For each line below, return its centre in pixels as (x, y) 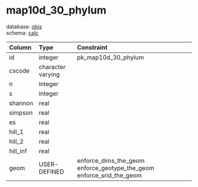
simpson (21, 113)
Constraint (92, 47)
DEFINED (51, 172)
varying (49, 74)
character (52, 67)
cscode (19, 70)
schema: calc (22, 32)
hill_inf (18, 151)
